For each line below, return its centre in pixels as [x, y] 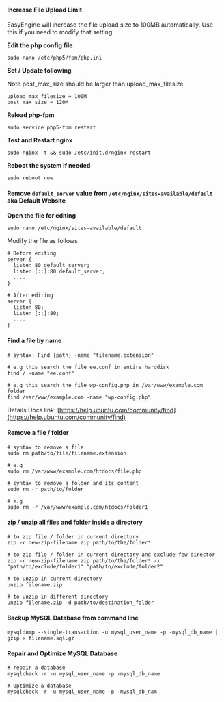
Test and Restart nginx [40, 140]
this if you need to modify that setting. [61, 32]
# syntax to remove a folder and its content [73, 483]
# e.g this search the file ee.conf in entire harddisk [88, 367]
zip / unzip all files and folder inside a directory [75, 522]
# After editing [30, 296]
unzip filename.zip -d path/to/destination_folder [81, 603]
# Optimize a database [39, 686]
